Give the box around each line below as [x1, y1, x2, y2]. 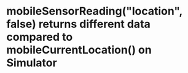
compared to [6, 30, 73, 44]
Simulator [6, 56, 57, 70]
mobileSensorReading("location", [6, 4, 183, 18]
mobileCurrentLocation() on [6, 43, 152, 57]
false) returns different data [6, 17, 151, 31]
